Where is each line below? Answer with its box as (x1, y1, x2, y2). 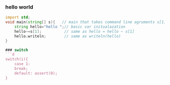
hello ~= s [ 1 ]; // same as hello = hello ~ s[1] (14, 29, 135, 34)
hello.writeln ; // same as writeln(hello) (14, 34, 121, 39)
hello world (5, 4, 34, 11)
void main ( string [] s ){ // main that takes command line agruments (5, 20, 155, 25)
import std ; (5, 15, 30, 20)
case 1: (14, 61, 30, 66)
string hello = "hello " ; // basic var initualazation (14, 24, 125, 30)
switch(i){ (5, 57, 28, 62)
